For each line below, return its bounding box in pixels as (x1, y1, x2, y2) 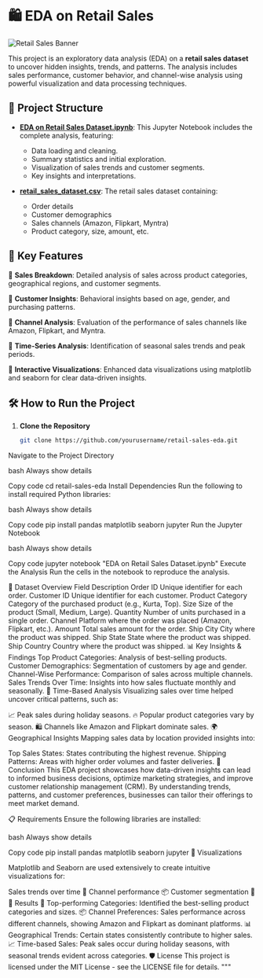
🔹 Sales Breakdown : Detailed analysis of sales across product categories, (8, 270, 248, 280)
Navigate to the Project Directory (8, 450, 115, 461)
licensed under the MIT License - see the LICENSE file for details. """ (8, 962, 232, 972)
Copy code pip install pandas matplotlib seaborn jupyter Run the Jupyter (8, 520, 243, 530)
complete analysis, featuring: (19, 131, 114, 140)
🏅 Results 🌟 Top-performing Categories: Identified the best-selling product (8, 899, 250, 908)
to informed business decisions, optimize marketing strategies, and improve (8, 774, 254, 783)
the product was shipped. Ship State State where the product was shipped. (8, 633, 251, 642)
